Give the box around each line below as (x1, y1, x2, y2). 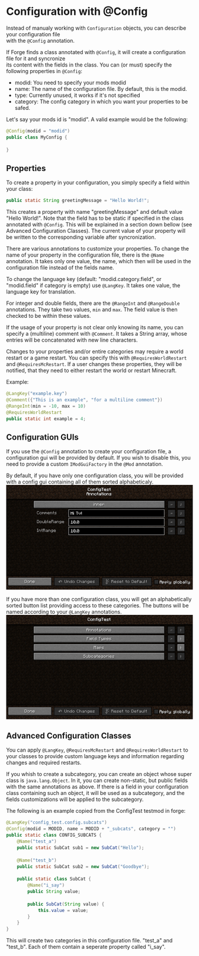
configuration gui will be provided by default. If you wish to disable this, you (6, 454, 191, 462)
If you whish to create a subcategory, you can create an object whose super (6, 771, 192, 778)
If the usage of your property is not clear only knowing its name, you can (6, 324, 184, 331)
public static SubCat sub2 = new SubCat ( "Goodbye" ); (17, 863, 150, 869)
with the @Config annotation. (6, 37, 75, 44)
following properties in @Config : (6, 67, 83, 74)
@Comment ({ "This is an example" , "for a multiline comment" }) (6, 397, 163, 403)
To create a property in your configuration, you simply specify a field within (6, 179, 190, 186)
